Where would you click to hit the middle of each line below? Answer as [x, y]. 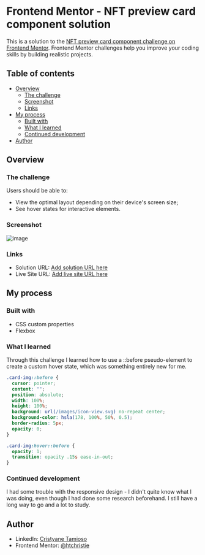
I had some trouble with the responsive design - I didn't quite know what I [99, 492]
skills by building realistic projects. [50, 54]
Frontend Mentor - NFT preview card [101, 11]
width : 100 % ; [28, 400]
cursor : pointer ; [34, 383]
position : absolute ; [38, 395]
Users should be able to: [37, 191]
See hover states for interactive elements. [68, 209]
